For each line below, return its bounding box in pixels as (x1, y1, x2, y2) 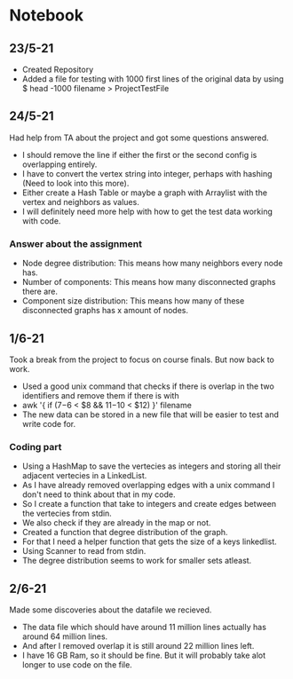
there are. (21, 286, 59, 297)
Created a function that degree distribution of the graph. (21, 527, 228, 538)
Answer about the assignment (9, 237, 142, 249)
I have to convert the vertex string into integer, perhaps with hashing (21, 168, 273, 178)
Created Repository (21, 64, 94, 75)
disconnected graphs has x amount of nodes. (21, 305, 189, 316)
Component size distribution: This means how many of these (21, 296, 245, 306)
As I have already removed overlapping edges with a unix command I (21, 480, 275, 491)
